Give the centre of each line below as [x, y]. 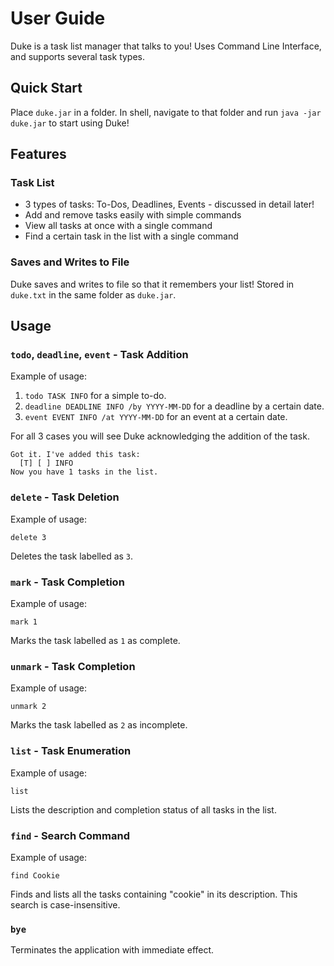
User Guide [58, 18]
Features [38, 154]
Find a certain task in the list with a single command [131, 236]
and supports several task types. [78, 56]
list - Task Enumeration [71, 751]
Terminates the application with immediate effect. [112, 950]
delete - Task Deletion [65, 497]
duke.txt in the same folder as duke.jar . [93, 294]
